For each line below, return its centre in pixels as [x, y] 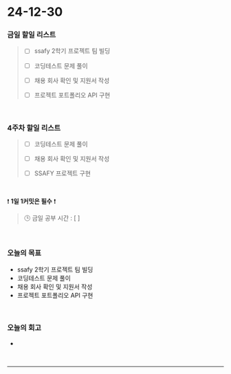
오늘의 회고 [24, 328]
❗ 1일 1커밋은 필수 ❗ [32, 201]
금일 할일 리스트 [32, 35]
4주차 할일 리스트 [34, 128]
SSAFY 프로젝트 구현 [63, 173]
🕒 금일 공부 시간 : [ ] [52, 218]
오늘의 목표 [24, 253]
